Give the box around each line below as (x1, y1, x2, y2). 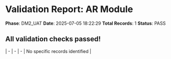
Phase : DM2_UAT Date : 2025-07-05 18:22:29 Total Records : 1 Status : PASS (5, 20, 166, 26)
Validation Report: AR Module (5, 4, 133, 15)
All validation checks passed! (5, 35, 101, 43)
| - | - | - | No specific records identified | (5, 48, 92, 54)
